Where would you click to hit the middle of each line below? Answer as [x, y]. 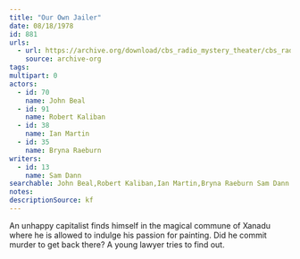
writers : [25, 159]
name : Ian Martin [58, 134]
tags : [19, 68]
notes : [21, 192]
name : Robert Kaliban [65, 117]
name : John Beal [56, 100]
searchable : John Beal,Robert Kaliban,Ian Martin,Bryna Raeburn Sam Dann [150, 184]
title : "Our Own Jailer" [55, 17]
